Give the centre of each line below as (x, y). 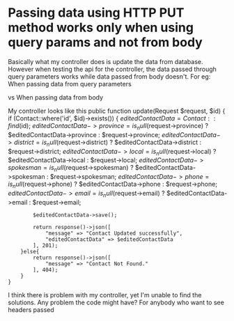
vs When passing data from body (56, 97)
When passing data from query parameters (70, 84)
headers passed (31, 310)
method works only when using (101, 28)
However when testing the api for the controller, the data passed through (112, 69)
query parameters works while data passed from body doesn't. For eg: (109, 76)
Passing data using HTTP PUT (96, 13)
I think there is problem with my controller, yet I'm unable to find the (105, 295)
